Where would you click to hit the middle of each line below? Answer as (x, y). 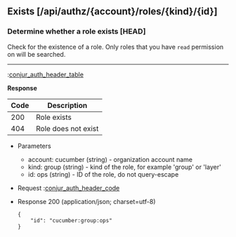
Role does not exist (67, 128)
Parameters (34, 146)
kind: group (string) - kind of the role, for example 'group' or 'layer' (124, 167)
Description (67, 105)
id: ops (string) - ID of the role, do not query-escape (103, 174)
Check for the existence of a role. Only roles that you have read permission (116, 47)
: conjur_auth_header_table (46, 74)
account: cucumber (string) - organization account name (110, 159)
